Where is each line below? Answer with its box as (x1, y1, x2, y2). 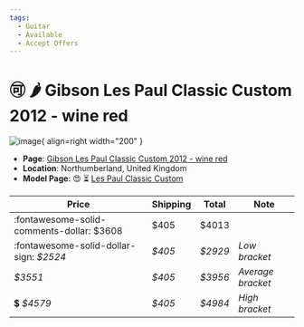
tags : (9, 13, 30, 23)
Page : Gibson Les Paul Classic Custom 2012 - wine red (22, 153, 228, 164)
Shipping (151, 198, 192, 211)
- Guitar (17, 22, 51, 31)
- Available (17, 30, 63, 39)
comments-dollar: (14, 225, 91, 237)
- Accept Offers (17, 38, 79, 48)
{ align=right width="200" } (41, 136, 144, 147)
